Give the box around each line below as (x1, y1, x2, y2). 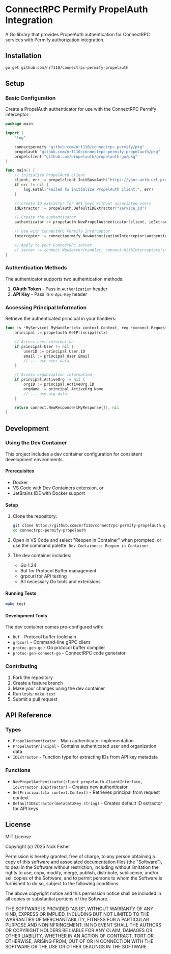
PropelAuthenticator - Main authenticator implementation (12, 738, 134, 744)
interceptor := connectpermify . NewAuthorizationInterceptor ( (14, 234, 147, 239)
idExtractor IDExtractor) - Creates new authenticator (12, 784, 128, 790)
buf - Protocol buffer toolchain (12, 634, 76, 640)
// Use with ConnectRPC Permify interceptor (14, 229, 110, 234)
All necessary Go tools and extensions (20, 579, 101, 585)
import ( (5, 131, 24, 136)
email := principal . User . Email (23, 354, 90, 359)
